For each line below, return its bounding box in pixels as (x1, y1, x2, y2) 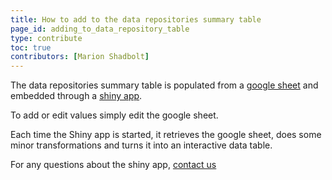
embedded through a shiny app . (10, 90, 143, 102)
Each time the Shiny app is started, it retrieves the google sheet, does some (10, 129, 322, 141)
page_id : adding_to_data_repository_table (10, 24, 190, 34)
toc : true (10, 42, 52, 53)
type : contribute (10, 33, 83, 43)
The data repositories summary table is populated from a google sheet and (10, 79, 319, 91)
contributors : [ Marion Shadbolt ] (10, 52, 150, 62)
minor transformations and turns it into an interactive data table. (10, 139, 273, 151)
